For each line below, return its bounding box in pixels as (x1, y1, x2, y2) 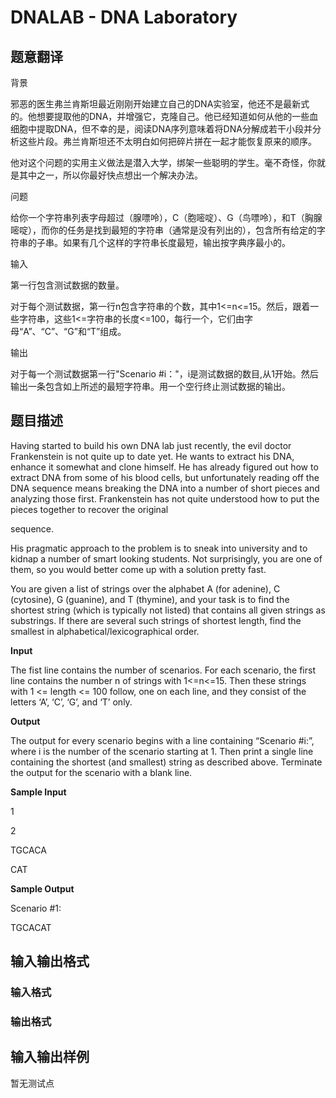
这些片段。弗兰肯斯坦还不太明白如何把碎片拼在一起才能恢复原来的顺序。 (18, 136, 317, 147)
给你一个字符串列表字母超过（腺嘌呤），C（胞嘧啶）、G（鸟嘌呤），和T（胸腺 (10, 212, 323, 223)
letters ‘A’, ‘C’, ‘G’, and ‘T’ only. (10, 696, 133, 708)
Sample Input (10, 786, 67, 798)
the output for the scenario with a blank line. (10, 766, 193, 778)
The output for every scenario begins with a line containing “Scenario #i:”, (10, 734, 315, 746)
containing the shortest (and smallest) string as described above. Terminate (10, 756, 323, 768)
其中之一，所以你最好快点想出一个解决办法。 (18, 169, 203, 181)
